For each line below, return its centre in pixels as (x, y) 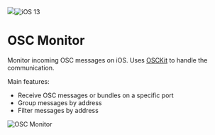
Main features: (28, 81)
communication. (31, 67)
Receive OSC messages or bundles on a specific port (95, 95)
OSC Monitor (46, 41)
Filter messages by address (58, 110)
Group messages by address (60, 102)
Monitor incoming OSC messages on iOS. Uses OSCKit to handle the (107, 60)
